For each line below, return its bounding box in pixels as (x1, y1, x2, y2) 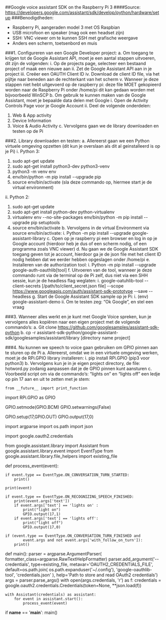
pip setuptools (31, 220, 60, 225)
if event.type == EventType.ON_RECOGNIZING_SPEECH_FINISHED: (5, 494, 134, 499)
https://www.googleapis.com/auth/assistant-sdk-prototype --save (12, 288, 148, 294)
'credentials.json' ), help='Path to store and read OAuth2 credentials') (16, 572, 158, 578)
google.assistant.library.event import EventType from (5, 448, 113, 454)
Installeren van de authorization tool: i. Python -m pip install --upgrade (12, 262, 156, 267)
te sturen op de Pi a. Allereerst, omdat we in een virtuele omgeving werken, (5, 350, 159, 355)
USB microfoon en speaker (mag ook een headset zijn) (12, 30, 125, 35)
